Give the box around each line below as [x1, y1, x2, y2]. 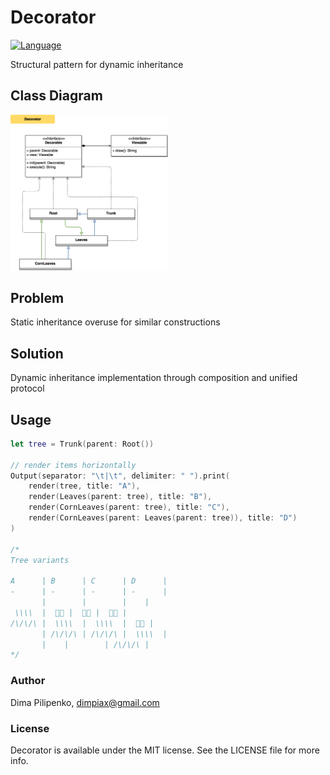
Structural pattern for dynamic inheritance [10, 58, 184, 70]
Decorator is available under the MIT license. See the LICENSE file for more [10, 744, 320, 756]
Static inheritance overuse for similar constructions [10, 316, 221, 328]
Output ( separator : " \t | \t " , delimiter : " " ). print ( [10, 471, 230, 481]
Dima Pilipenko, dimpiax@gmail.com [10, 696, 160, 708]
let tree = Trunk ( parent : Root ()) [10, 439, 155, 449]
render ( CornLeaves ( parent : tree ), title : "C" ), [28, 502, 230, 513]
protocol [10, 382, 45, 395]
